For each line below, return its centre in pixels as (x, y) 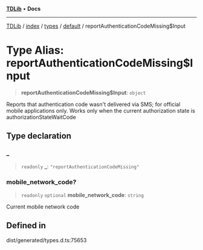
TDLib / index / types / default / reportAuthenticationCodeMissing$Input (96, 26)
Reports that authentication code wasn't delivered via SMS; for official (93, 104)
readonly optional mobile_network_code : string (82, 195)
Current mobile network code (43, 207)
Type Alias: (35, 50)
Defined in (26, 226)
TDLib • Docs (24, 9)
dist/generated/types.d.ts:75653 (47, 240)
